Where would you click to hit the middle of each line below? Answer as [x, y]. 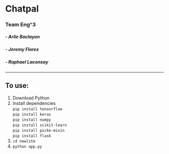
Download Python [31, 98]
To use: [17, 86]
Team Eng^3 [21, 25]
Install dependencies [34, 103]
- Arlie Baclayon [23, 36]
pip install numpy [32, 120]
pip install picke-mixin [38, 130]
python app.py [27, 146]
